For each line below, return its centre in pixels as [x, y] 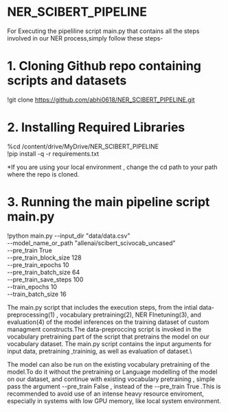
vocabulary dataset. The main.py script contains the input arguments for [109, 343]
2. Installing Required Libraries [96, 127]
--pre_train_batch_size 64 [44, 272]
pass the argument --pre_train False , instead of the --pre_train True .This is [114, 386]
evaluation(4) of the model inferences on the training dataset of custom [108, 322]
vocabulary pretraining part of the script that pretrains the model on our [108, 336]
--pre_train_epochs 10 [38, 264]
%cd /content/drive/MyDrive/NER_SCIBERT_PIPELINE [83, 146]
